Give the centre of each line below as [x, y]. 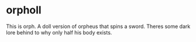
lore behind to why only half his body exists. [59, 32]
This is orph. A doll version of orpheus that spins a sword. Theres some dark [98, 26]
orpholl [24, 10]
